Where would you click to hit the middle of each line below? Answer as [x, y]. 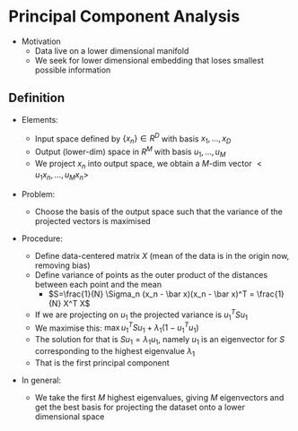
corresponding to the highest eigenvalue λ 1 [114, 352]
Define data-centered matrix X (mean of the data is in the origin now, [162, 256]
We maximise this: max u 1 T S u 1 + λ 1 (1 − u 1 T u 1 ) [117, 328]
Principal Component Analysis [124, 17]
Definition [36, 98]
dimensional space [70, 416]
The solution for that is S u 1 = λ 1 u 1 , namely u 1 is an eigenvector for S [159, 340]
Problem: [38, 194]
